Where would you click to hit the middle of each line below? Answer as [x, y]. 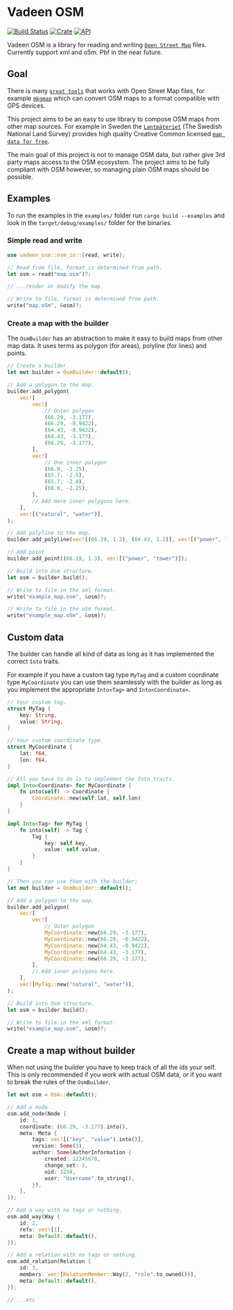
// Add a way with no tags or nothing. [65, 1210]
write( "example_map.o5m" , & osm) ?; [57, 615]
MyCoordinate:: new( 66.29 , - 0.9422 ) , [97, 939]
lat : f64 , [34, 754]
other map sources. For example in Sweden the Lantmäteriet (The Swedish [115, 126]
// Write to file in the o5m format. [62, 609]
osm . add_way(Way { [34, 1217]
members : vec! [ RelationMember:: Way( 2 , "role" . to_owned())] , [108, 1275]
